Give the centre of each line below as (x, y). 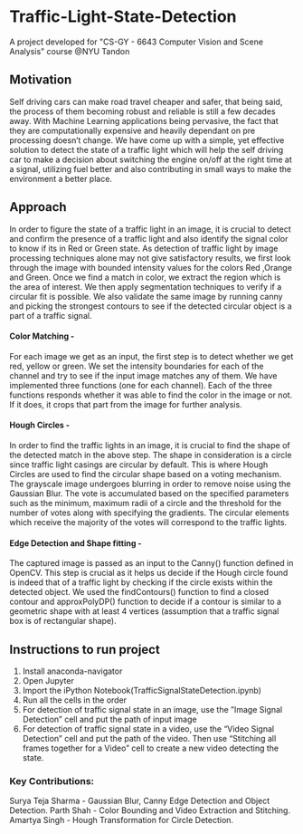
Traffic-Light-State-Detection (123, 17)
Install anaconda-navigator (72, 671)
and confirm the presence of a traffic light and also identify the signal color (149, 238)
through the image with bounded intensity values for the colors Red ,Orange (151, 267)
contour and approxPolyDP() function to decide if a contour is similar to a (146, 602)
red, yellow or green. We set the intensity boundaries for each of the (137, 366)
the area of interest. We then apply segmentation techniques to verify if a (146, 286)
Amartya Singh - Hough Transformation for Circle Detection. (121, 820)
